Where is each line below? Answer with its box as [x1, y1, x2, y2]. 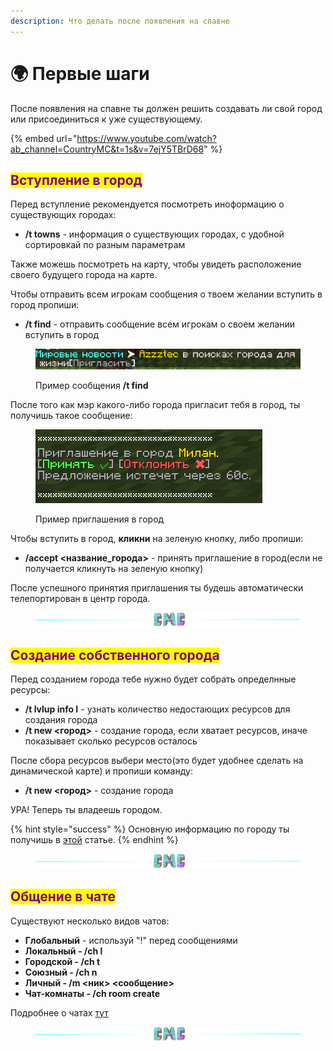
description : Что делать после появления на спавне [10, 16, 230, 26]
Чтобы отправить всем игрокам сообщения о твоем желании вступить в [10, 288, 323, 300]
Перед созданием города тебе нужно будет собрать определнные [10, 673, 297, 685]
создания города [24, 714, 98, 726]
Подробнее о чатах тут [10, 1006, 109, 1019]
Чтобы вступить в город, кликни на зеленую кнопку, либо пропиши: [10, 532, 304, 544]
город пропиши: [10, 299, 80, 311]
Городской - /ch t [24, 955, 101, 967]
